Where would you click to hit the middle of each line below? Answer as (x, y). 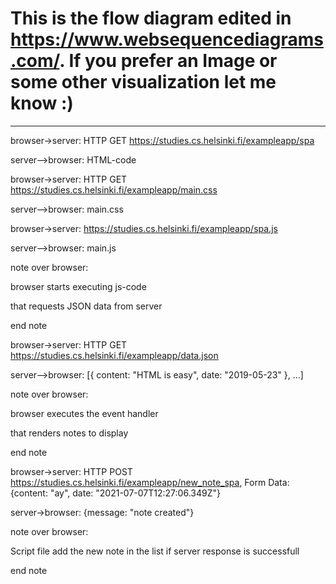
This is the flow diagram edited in (151, 18)
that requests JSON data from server (86, 306)
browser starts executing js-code (78, 286)
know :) (42, 103)
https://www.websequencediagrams (167, 39)
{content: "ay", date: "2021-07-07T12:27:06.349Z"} (115, 493)
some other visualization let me (143, 82)
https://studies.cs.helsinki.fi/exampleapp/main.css (114, 189)
